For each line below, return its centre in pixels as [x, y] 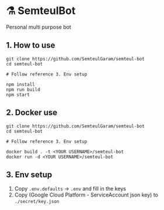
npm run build [23, 89]
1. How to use [31, 45]
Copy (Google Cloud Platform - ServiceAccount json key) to [86, 195]
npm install [20, 84]
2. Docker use [32, 113]
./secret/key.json [37, 202]
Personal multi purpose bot [39, 27]
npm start [18, 95]
